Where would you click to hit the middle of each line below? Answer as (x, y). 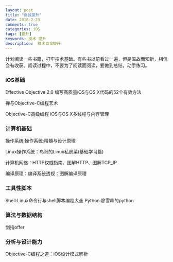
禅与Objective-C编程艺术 (32, 103)
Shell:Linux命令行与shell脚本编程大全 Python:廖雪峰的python (70, 200)
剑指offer (15, 227)
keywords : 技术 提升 (26, 39)
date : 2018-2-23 (23, 20)
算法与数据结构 (24, 215)
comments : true (22, 24)
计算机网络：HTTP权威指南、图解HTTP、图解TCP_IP (61, 163)
